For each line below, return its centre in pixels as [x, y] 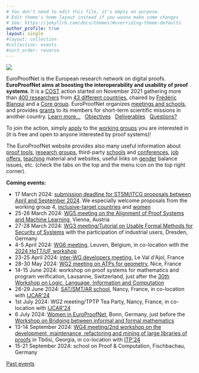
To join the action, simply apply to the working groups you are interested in [97, 128]
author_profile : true [33, 28]
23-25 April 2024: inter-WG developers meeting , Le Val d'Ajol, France [99, 257]
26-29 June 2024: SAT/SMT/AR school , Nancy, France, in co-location [99, 289]
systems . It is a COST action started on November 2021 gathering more [94, 91]
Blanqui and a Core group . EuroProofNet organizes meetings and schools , [96, 104]
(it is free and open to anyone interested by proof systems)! [78, 134]
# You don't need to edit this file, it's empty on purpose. [83, 12]
